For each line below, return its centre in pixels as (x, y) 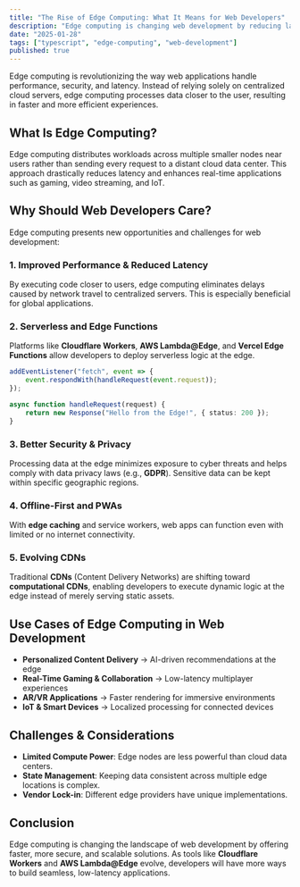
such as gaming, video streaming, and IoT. (87, 182)
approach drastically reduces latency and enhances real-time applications (146, 173)
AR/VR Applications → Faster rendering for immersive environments (149, 698)
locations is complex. (61, 785)
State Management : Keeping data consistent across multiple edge (145, 776)
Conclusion (42, 823)
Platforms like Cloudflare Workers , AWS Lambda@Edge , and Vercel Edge (146, 346)
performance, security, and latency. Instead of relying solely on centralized (147, 86)
